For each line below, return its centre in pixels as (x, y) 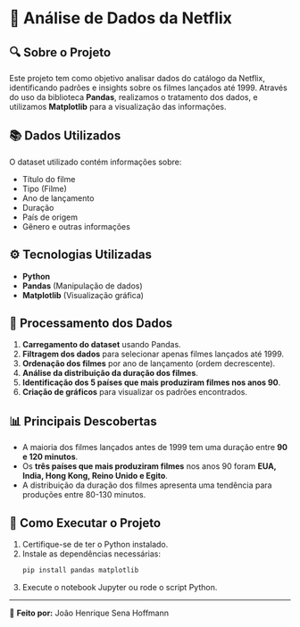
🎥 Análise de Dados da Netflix (121, 18)
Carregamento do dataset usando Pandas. (101, 345)
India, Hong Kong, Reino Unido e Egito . (95, 476)
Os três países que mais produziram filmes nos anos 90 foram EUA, (149, 466)
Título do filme (49, 179)
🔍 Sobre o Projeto (60, 52)
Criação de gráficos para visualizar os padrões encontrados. (135, 392)
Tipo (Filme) (44, 188)
